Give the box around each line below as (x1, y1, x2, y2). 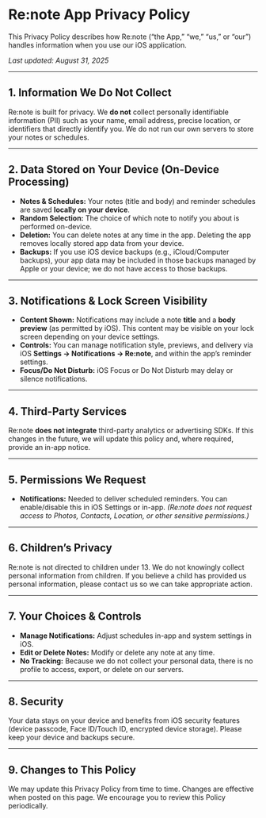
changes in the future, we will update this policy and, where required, (8, 434, 234, 444)
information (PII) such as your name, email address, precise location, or (8, 115, 241, 125)
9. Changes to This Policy (8, 763, 136, 777)
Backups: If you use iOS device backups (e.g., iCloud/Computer (19, 247, 230, 256)
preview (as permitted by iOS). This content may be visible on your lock (19, 324, 255, 333)
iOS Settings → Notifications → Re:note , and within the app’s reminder (19, 349, 252, 359)
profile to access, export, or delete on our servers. (19, 664, 184, 674)
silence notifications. (19, 374, 88, 384)
